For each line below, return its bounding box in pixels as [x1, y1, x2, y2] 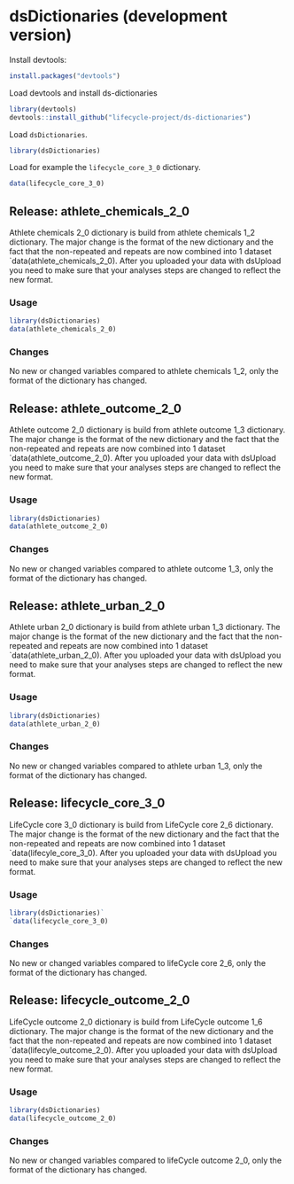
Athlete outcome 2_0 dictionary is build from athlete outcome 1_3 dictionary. [9, 425, 286, 435]
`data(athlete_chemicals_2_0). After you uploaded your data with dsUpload [9, 255, 282, 267]
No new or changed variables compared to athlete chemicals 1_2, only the [9, 366, 279, 377]
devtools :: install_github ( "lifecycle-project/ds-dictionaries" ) [9, 113, 251, 121]
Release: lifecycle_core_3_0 [9, 796, 166, 811]
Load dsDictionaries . [9, 129, 89, 139]
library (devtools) [9, 105, 77, 113]
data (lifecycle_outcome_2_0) [9, 1114, 117, 1123]
